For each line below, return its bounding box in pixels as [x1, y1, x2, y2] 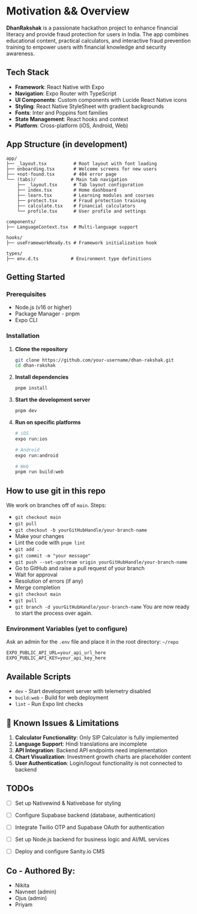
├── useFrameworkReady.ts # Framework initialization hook [6, 240, 157, 246]
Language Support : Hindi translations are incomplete [14, 740, 147, 747]
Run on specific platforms [14, 419, 81, 426]
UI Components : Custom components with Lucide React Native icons [14, 96, 187, 103]
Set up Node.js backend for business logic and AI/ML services [14, 836, 169, 843]
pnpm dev [14, 408, 37, 414]
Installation [6, 332, 40, 340]
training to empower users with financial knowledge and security [6, 43, 167, 51]
